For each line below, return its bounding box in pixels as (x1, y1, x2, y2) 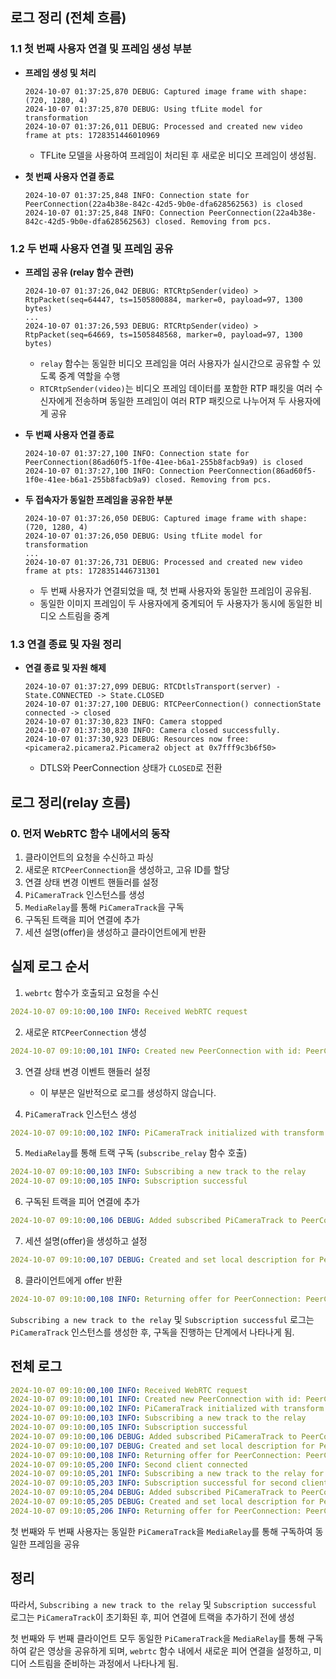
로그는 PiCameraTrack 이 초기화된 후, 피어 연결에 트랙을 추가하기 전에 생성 (10, 1611, 295, 1623)
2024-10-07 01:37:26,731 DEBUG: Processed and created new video (24, 557, 303, 567)
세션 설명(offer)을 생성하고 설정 (24, 1235, 148, 1247)
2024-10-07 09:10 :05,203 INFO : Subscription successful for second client (10, 1478, 329, 1488)
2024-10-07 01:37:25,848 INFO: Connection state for (24, 190, 250, 200)
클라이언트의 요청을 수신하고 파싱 (24, 851, 154, 863)
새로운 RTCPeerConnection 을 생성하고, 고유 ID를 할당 (24, 863, 230, 875)
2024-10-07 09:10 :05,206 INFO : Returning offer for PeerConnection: (10, 1506, 302, 1516)
